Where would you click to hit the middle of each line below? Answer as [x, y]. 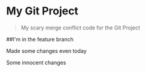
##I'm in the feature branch [40, 39]
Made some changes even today [46, 51]
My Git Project [42, 11]
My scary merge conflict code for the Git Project [80, 28]
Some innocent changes [36, 62]
